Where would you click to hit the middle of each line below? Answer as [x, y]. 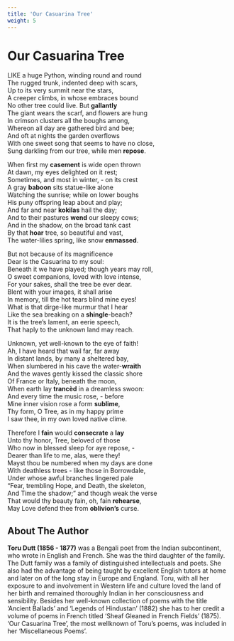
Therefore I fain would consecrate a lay [66, 433]
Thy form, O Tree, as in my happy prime [66, 412]
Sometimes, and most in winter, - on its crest [73, 180]
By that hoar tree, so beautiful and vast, [66, 233]
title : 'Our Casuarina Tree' [50, 14]
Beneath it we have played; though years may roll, [80, 269]
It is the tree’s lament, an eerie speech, [64, 322]
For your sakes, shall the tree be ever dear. [70, 285]
